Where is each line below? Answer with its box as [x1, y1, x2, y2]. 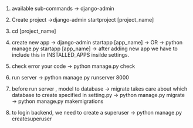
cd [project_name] [11, 27, 56, 34]
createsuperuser [11, 115, 52, 122]
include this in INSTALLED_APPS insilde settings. [11, 51, 130, 58]
